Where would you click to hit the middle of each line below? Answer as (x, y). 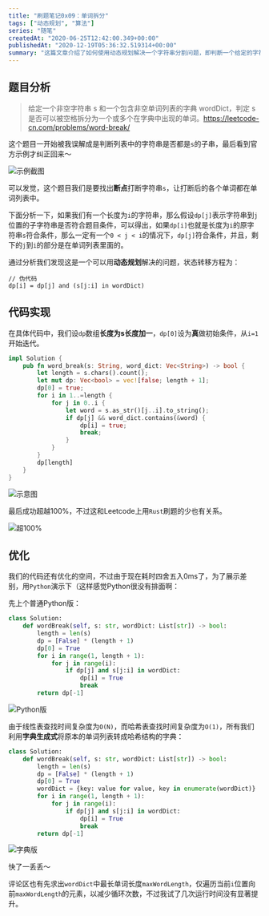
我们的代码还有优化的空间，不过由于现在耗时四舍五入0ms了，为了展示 (124, 576)
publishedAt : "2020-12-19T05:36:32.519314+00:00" (93, 46)
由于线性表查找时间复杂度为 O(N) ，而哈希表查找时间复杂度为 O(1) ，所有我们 (131, 726)
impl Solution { (35, 358)
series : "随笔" (32, 30)
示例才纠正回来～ (43, 154)
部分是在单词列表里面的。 (86, 244)
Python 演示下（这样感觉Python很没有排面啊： (104, 587)
